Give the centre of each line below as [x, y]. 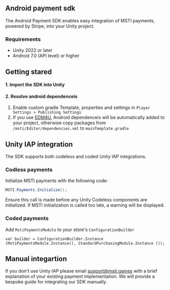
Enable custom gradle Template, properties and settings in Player [81, 108]
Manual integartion [36, 259]
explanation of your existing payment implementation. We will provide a [80, 276]
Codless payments [29, 170]
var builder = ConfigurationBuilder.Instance [54, 239]
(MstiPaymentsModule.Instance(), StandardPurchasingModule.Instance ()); [85, 243]
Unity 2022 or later [32, 50]
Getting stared [29, 71]
